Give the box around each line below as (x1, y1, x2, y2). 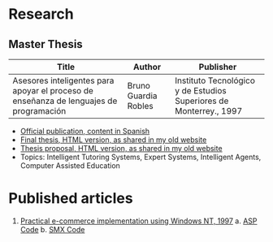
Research (8, 5, 75, 24)
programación (12, 106, 67, 116)
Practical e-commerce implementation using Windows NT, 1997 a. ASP (19, 216, 258, 226)
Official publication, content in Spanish (19, 127, 150, 136)
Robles (127, 101, 154, 111)
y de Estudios (174, 85, 227, 96)
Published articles (8, 189, 133, 208)
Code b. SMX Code (19, 224, 85, 234)
